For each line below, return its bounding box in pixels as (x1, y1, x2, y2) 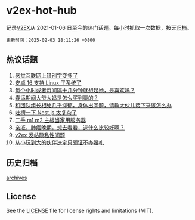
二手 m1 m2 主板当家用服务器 (14, 116, 86, 123)
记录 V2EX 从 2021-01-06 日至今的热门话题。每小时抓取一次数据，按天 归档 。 (6, 24, 193, 31)
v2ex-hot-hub (6, 4, 78, 17)
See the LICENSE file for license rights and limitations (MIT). (6, 207, 154, 215)
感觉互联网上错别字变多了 (14, 72, 78, 79)
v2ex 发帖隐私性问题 (14, 131, 66, 138)
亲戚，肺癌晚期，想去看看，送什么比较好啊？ (14, 123, 125, 131)
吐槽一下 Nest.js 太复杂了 (14, 109, 78, 116)
